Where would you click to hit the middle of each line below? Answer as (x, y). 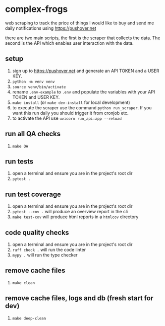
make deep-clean (29, 318)
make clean (24, 283)
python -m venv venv (33, 81)
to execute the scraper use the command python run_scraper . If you (82, 107)
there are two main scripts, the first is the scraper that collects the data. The (83, 38)
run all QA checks (33, 134)
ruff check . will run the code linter (49, 250)
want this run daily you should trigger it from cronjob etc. (70, 113)
